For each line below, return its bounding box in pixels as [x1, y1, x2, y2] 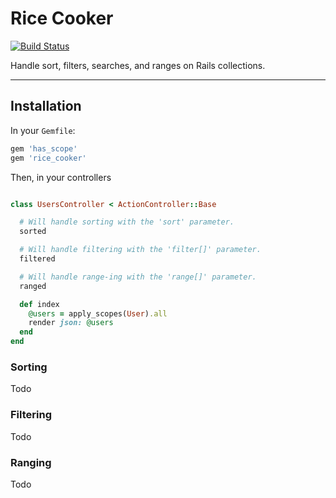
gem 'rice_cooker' [10, 153, 87, 163]
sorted [19, 227, 47, 237]
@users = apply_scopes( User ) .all [28, 308, 168, 319]
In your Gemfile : [10, 124, 76, 136]
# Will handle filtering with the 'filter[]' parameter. [19, 245, 262, 255]
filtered [19, 254, 56, 264]
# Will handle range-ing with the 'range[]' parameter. [19, 272, 257, 282]
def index [19, 299, 60, 309]
